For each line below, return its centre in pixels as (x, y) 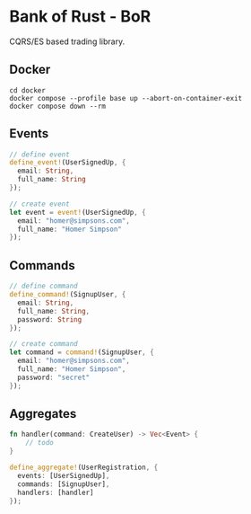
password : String (50, 319)
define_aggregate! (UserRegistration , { (84, 468)
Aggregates (43, 414)
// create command (43, 344)
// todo (39, 443)
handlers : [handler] (56, 492)
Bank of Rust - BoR (80, 17)
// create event (39, 204)
